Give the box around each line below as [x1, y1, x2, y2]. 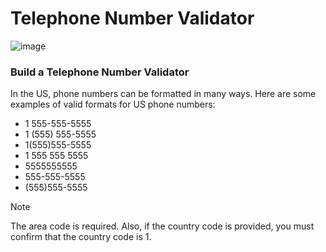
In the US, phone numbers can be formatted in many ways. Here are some [10, 88, 317, 100]
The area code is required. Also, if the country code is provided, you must [10, 220, 315, 232]
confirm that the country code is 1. [10, 231, 152, 243]
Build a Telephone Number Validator [10, 65, 190, 79]
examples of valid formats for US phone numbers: [10, 98, 216, 111]
